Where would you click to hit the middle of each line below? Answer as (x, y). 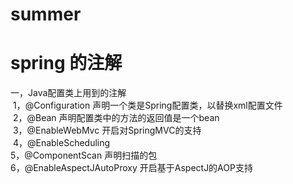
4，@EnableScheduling (61, 143)
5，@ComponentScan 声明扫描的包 (84, 155)
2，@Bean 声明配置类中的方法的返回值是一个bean (116, 118)
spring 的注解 (66, 63)
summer (46, 14)
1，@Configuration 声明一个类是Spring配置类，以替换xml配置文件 (147, 105)
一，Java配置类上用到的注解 (68, 93)
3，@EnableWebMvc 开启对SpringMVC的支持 (107, 130)
